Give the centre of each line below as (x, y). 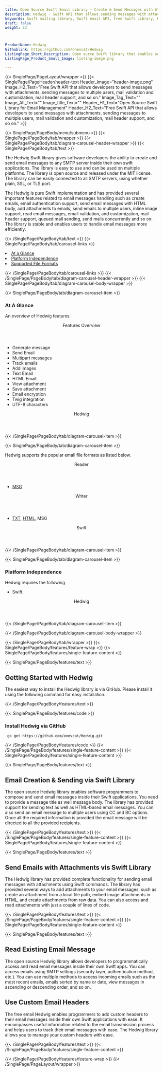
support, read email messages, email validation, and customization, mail (77, 213)
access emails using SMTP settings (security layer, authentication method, (80, 971)
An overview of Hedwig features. (38, 316)
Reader (81, 464)
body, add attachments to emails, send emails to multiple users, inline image (81, 208)
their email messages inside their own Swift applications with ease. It (74, 1019)
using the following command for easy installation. (55, 695)
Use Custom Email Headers (47, 1003)
